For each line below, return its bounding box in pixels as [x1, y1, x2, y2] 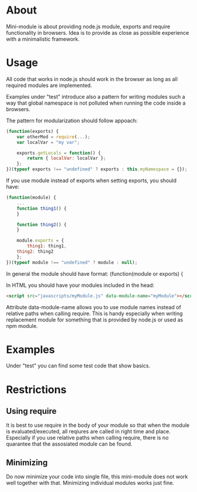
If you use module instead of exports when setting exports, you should [6, 177, 177, 184]
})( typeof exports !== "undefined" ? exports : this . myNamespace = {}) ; [6, 166, 188, 172]
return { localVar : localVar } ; [27, 155, 107, 162]
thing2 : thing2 [16, 249, 54, 255]
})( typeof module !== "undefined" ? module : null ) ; [6, 259, 138, 265]
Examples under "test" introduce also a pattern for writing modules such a [6, 93, 186, 100]
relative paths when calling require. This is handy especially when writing [6, 310, 183, 317]
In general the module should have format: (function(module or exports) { [6, 270, 184, 277]
